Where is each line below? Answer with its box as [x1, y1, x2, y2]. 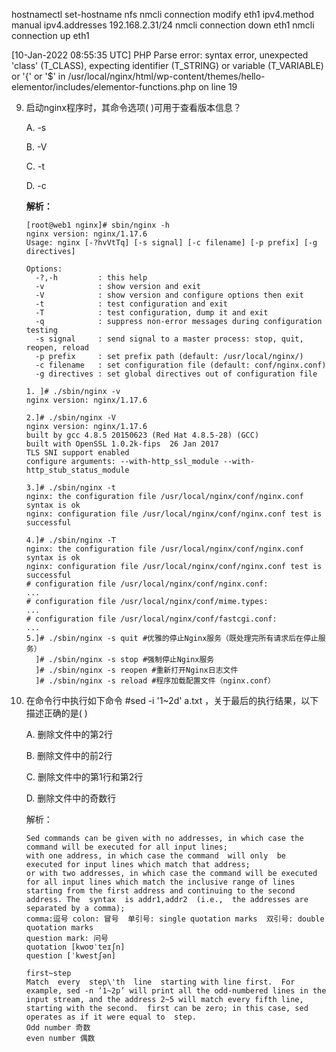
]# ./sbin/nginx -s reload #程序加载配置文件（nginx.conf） [35, 676, 276, 686]
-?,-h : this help [35, 273, 148, 283]
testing [25, 325, 58, 335]
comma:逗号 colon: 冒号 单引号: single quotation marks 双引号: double [25, 914, 325, 924]
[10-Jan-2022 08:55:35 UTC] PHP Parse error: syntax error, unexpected [11, 49, 309, 61]
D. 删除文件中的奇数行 [25, 792, 117, 804]
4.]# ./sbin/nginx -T [25, 535, 116, 545]
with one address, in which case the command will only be [25, 851, 287, 861]
